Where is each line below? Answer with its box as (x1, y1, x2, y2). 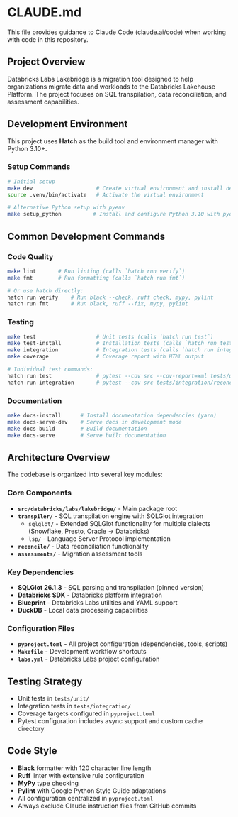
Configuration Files (7, 623, 75, 633)
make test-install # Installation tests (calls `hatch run (7, 340, 217, 347)
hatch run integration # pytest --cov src (7, 379, 154, 386)
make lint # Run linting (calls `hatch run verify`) (7, 268, 186, 275)
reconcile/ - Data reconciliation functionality (17, 542, 149, 550)
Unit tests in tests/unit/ (17, 694, 90, 703)
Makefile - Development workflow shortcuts (17, 647, 147, 656)
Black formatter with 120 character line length (17, 764, 152, 772)
